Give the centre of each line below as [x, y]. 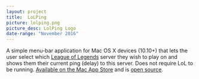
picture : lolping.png [33, 23]
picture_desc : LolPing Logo [41, 28]
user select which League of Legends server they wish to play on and [92, 57]
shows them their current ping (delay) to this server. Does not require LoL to [99, 64]
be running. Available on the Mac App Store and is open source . [85, 69]
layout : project [26, 12]
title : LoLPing [26, 17]
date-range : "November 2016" [42, 34]
